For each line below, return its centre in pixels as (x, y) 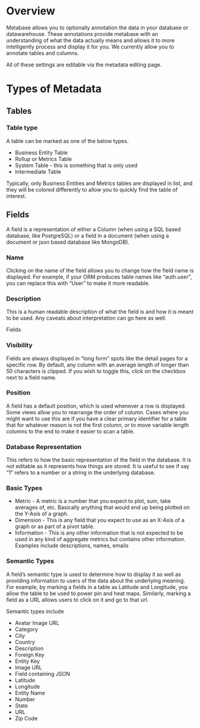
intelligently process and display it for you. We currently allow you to (90, 47)
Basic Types (24, 488)
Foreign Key (30, 654)
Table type (22, 128)
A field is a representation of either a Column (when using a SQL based (93, 229)
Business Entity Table (41, 152)
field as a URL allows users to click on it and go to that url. (78, 599)
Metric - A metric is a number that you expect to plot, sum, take (93, 501)
